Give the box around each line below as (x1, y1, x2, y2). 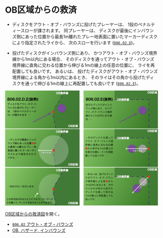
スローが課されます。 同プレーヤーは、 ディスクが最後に (20, 27, 133, 33)
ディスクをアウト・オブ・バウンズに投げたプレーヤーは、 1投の (12, 21, 138, 27)
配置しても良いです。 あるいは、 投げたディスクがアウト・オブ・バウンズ (12, 68, 158, 74)
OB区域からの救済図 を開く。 (5, 211, 62, 217)
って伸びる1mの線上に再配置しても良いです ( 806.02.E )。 (29, 80, 141, 86)
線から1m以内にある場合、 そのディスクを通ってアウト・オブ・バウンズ (12, 56, 154, 62)
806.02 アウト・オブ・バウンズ (12, 221, 74, 227)
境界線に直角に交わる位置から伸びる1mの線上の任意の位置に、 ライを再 (12, 62, 155, 68)
